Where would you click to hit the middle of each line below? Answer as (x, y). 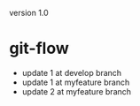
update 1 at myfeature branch (76, 82)
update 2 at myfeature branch (76, 91)
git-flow (39, 49)
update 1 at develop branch (72, 72)
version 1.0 (29, 13)
